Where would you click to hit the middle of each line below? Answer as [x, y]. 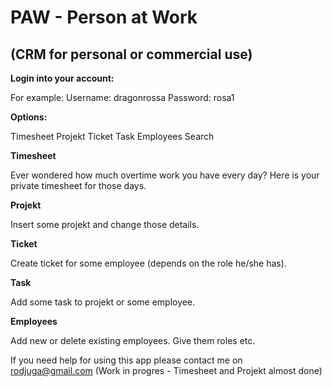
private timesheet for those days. [78, 185]
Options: [29, 117]
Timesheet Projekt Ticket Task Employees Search [112, 136]
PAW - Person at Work [104, 17]
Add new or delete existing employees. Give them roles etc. [133, 340]
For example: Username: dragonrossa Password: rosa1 [122, 97]
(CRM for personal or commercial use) [131, 54]
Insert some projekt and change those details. [105, 224]
